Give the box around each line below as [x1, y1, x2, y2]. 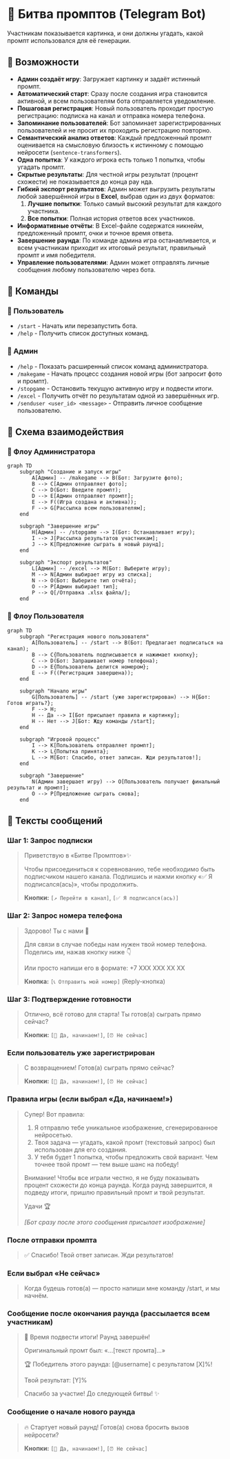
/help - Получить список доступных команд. [17, 329, 149, 338]
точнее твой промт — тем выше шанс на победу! [34, 1160, 179, 1168]
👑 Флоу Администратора [7, 447, 96, 456]
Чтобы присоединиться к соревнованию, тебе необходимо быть [23, 865, 216, 873]
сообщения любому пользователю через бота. [17, 265, 156, 273]
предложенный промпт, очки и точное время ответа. [17, 229, 174, 237]
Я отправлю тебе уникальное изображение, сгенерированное [34, 1123, 218, 1132]
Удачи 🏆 [23, 1201, 51, 1210]
